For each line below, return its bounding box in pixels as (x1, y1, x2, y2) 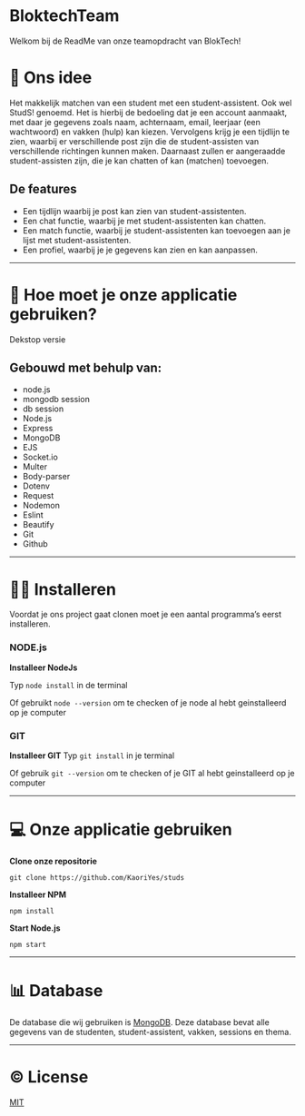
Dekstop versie (9, 333, 66, 345)
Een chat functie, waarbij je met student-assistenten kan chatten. (22, 215, 266, 226)
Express (22, 423, 54, 434)
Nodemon (22, 500, 61, 511)
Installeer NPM (9, 889, 66, 900)
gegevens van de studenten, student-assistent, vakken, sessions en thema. (9, 1026, 292, 1037)
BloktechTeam (9, 5, 120, 26)
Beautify (22, 519, 54, 530)
